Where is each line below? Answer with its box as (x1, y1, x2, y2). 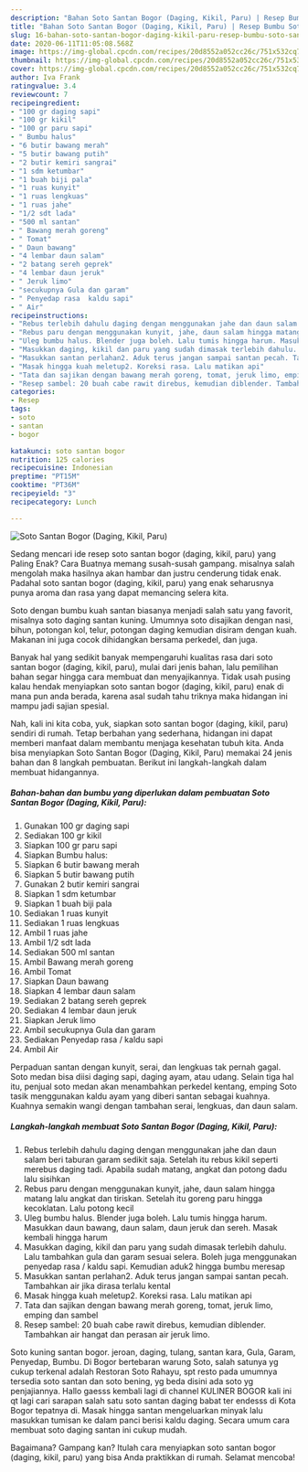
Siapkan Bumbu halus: (23, 849, 109, 860)
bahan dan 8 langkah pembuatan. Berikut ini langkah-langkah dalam (10, 756, 268, 768)
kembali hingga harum (23, 1232, 108, 1243)
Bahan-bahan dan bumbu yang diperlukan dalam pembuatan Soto (10, 787, 271, 798)
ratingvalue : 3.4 (10, 81, 77, 91)
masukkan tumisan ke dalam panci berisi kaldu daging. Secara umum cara (10, 1414, 291, 1425)
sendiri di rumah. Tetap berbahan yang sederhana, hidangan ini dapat (10, 728, 273, 739)
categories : (10, 388, 56, 397)
